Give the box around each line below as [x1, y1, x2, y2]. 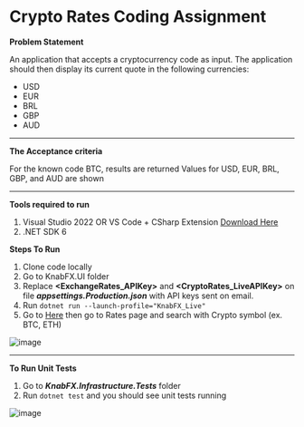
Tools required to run [9, 199, 90, 209]
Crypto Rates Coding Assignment [9, 6, 267, 27]
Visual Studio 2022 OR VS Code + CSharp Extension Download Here [22, 216, 279, 228]
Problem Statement [9, 36, 84, 47]
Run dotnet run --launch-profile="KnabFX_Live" [22, 299, 206, 310]
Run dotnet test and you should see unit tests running [22, 390, 227, 401]
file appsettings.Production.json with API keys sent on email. [22, 290, 254, 301]
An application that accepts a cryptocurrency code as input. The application [9, 53, 293, 64]
